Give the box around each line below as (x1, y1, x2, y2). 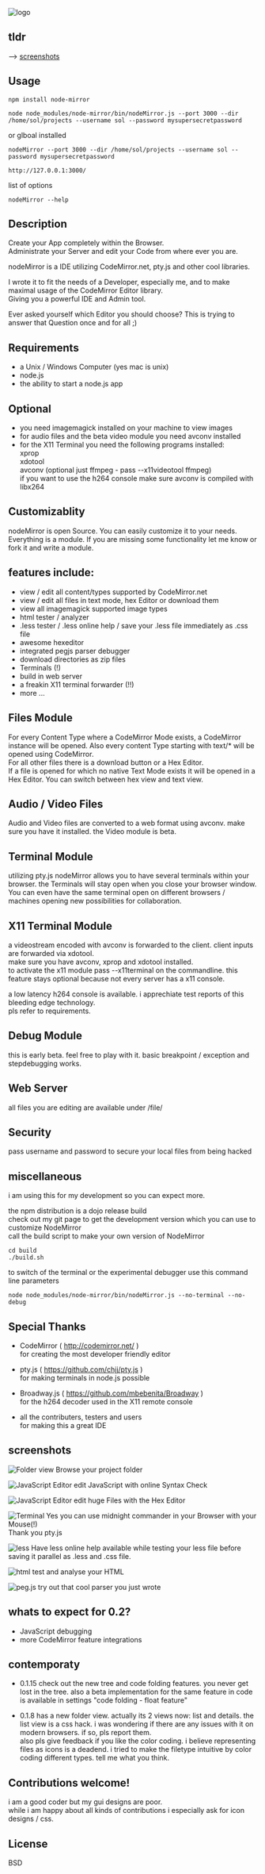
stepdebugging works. (8, 1058, 81, 1068)
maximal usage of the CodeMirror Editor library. (8, 286, 164, 295)
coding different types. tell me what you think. (19, 1753, 170, 1763)
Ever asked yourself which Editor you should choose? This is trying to (8, 309, 235, 319)
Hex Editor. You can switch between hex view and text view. (8, 774, 204, 784)
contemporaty (8, 1658, 81, 1672)
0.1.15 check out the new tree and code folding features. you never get (19, 1679, 249, 1688)
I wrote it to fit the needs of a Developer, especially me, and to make (8, 278, 230, 287)
